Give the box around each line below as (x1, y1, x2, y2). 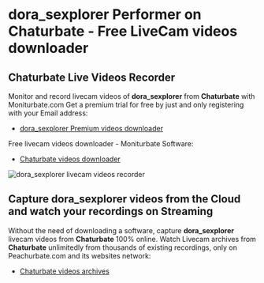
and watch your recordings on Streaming (8, 205, 214, 218)
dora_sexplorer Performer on (8, 6, 203, 24)
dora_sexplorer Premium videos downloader (19, 124, 164, 133)
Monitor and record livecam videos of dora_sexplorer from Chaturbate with (8, 92, 255, 100)
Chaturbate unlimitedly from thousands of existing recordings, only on (8, 243, 238, 252)
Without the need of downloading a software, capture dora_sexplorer (8, 225, 235, 235)
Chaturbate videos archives (19, 266, 110, 276)
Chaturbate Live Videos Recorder (8, 70, 176, 84)
